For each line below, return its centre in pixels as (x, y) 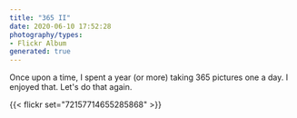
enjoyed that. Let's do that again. (71, 87)
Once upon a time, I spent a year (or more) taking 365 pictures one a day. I (149, 77)
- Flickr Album (38, 43)
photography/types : (46, 34)
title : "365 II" (40, 18)
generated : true (40, 52)
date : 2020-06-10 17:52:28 (60, 26)
